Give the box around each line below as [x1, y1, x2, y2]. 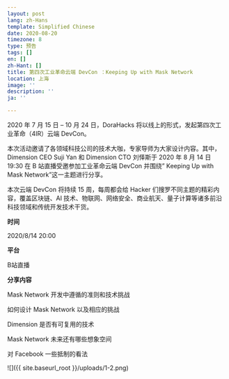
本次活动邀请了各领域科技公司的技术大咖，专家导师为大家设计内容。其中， [7, 144, 221, 152]
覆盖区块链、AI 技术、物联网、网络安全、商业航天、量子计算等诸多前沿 [19, 194, 223, 202]
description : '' [7, 88, 54, 95]
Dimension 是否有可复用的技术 [7, 320, 95, 328]
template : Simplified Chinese [7, 23, 95, 30]
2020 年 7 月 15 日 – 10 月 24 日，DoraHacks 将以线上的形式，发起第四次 [7, 121, 216, 129]
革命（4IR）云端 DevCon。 [13, 130, 90, 138]
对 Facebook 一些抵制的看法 [7, 350, 88, 358]
